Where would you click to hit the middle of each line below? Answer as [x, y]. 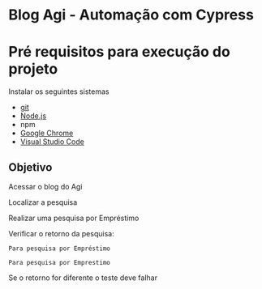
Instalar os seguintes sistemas [59, 91]
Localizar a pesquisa [43, 202]
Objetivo [30, 167]
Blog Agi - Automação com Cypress [131, 15]
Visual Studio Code [52, 142]
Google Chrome [47, 133]
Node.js [33, 116]
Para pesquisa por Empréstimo [60, 249]
